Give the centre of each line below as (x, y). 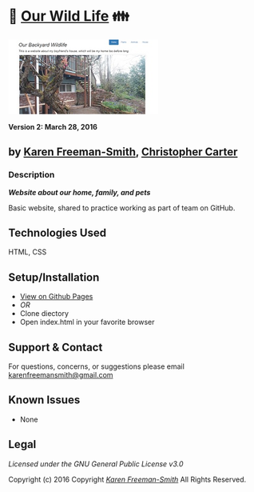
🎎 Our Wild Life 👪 (69, 16)
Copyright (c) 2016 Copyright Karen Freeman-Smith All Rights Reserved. (127, 479)
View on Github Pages (56, 297)
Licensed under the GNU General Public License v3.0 (96, 464)
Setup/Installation (54, 277)
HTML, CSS (28, 252)
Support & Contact (56, 347)
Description (32, 175)
